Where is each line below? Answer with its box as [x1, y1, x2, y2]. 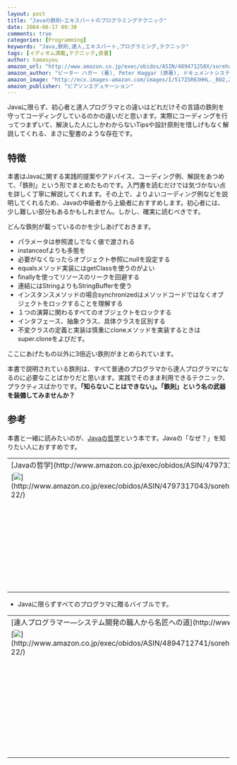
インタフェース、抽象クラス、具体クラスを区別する [17, 317, 166, 326]
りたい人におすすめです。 [7, 442, 81, 451]
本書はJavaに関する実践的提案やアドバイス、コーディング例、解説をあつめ [7, 172, 224, 181]
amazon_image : [7, 76, 49, 83]
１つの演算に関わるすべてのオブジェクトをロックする [17, 308, 172, 316]
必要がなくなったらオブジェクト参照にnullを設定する [17, 255, 171, 263]
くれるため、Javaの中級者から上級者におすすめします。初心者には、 [25, 198, 224, 207]
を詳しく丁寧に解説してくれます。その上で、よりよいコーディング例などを [7, 190, 222, 198]
